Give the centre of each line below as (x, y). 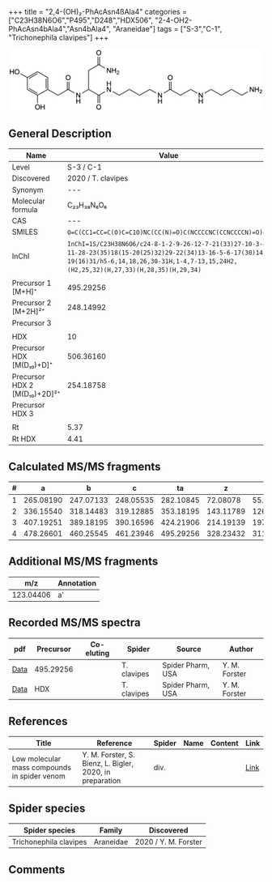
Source (189, 649)
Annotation (77, 583)
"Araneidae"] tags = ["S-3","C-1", (168, 29)
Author (241, 649)
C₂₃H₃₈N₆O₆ (87, 205)
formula (25, 209)
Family (111, 830)
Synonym (28, 190)
